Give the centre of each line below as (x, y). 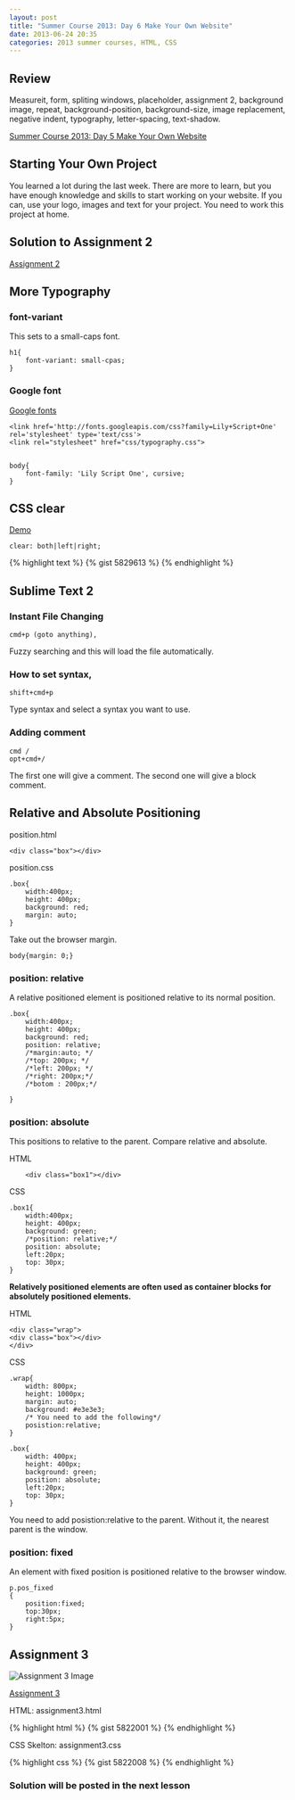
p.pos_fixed (31, 1589)
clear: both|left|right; (55, 546)
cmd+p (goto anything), (53, 635)
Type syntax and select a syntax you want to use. (100, 709)
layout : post (33, 17)
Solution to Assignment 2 (81, 242)
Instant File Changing (57, 616)
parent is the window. (49, 1530)
